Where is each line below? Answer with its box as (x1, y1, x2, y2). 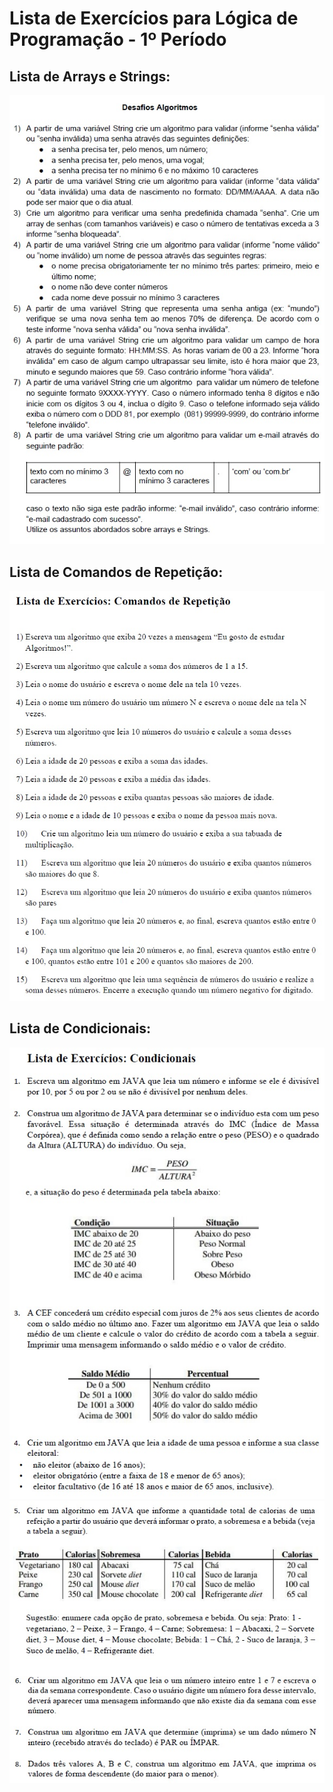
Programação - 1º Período (9, 28, 227, 51)
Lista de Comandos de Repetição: (9, 563, 224, 581)
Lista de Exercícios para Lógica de (9, 7, 299, 30)
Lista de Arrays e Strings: (9, 68, 171, 85)
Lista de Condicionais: (9, 1020, 152, 1037)
